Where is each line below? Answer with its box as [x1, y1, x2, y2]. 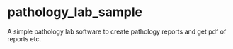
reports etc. [7, 34, 42, 43]
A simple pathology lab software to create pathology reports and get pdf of [7, 27, 227, 36]
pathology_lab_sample [7, 4, 143, 20]
